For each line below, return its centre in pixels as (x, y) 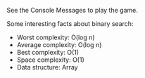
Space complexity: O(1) (51, 60)
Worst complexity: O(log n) (56, 37)
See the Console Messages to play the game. (72, 10)
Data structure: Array (47, 67)
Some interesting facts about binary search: (70, 24)
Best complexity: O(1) (48, 52)
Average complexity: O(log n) (59, 45)
